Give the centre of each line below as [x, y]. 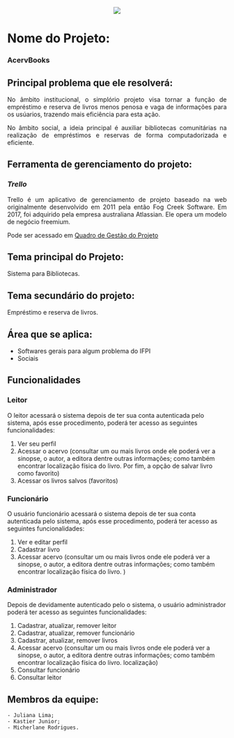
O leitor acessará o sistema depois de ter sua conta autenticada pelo [106, 415]
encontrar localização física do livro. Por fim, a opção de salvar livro [115, 466]
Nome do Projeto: [58, 39]
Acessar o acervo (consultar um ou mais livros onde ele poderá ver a [116, 451]
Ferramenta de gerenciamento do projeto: [100, 165]
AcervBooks [29, 61]
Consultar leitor [39, 677]
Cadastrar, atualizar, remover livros [68, 641]
